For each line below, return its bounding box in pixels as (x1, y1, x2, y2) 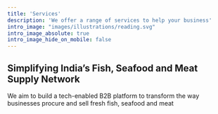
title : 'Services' (7, 10, 61, 17)
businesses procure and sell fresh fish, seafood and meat (7, 99, 174, 107)
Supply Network (7, 73, 80, 85)
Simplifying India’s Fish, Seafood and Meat (7, 62, 198, 74)
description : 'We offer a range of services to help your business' (7, 17, 212, 24)
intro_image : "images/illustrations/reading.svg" (7, 23, 156, 30)
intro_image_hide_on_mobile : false (7, 36, 112, 43)
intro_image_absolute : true (7, 29, 90, 37)
